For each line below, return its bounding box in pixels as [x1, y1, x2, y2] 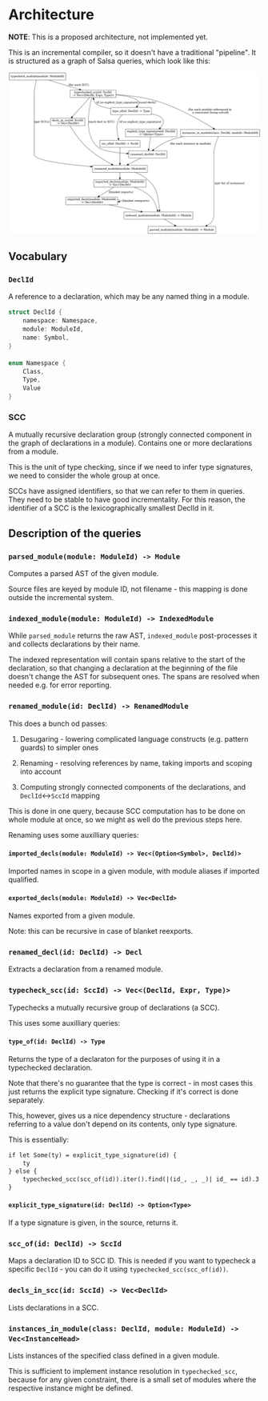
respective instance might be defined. [8, 1383, 134, 1393]
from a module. [8, 446, 58, 457]
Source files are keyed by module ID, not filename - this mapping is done [8, 584, 248, 594]
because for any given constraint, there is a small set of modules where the [8, 1375, 257, 1384]
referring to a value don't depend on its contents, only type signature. [8, 1119, 238, 1129]
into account [19, 767, 62, 776]
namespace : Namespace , [22, 317, 98, 325]
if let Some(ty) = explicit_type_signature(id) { [8, 1151, 178, 1159]
